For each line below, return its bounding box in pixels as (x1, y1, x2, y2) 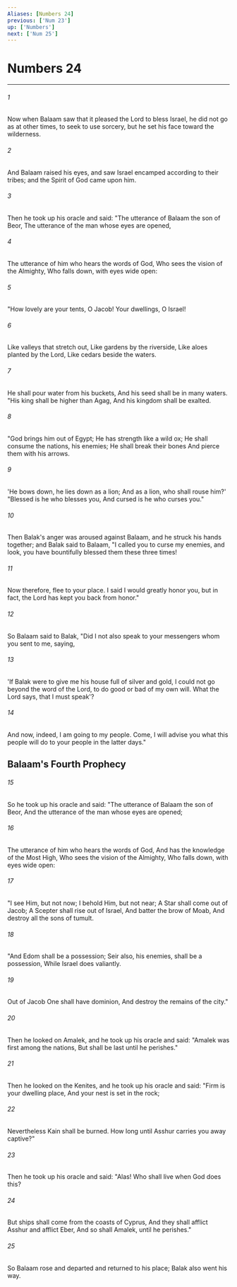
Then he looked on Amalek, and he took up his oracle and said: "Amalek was (7, 1035, 230, 1044)
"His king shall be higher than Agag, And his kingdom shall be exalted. (7, 396, 212, 404)
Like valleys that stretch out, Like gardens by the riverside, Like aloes (7, 343, 208, 351)
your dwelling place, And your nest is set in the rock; (7, 1088, 160, 1097)
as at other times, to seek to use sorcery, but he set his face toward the (7, 122, 214, 131)
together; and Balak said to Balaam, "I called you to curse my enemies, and (7, 540, 225, 549)
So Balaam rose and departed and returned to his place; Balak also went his (7, 1264, 228, 1272)
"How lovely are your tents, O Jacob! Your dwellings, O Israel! (7, 305, 186, 313)
